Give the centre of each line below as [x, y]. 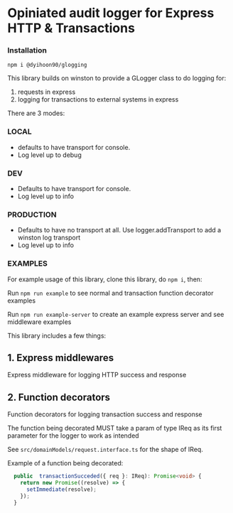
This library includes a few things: [57, 335]
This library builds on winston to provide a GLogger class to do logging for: [117, 78]
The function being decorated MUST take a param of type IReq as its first [115, 428]
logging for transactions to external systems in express [98, 99]
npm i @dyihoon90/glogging [47, 65]
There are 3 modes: [36, 113]
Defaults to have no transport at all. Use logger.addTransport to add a [119, 230]
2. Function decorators [59, 397]
